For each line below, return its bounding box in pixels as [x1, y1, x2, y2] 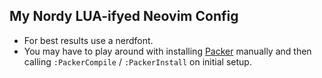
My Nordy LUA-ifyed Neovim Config [9, 8, 239, 25]
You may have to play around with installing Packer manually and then [23, 45, 312, 57]
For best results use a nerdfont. [23, 34, 154, 46]
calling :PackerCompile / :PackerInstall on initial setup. [23, 55, 252, 68]
